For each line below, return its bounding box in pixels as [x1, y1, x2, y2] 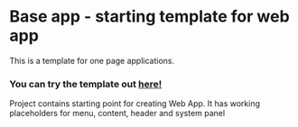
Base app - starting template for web [9, 6, 291, 27]
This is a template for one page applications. [9, 55, 175, 66]
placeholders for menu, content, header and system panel [9, 108, 226, 119]
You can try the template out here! [9, 77, 163, 90]
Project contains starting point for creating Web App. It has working [9, 98, 260, 109]
